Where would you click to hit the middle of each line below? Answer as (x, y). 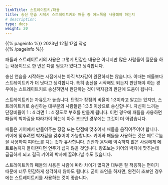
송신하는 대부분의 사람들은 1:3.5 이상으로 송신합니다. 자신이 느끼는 (95, 106)
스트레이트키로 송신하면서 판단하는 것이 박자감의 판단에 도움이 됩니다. (86, 89)
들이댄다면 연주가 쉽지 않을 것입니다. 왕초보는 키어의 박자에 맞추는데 (93, 148)
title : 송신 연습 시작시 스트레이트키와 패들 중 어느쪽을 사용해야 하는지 (70, 15)
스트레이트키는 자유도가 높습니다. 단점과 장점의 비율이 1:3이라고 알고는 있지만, (81, 100)
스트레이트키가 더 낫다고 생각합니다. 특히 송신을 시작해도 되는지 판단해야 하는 (80, 83)
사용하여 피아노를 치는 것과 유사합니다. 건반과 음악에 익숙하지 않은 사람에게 (83, 142)
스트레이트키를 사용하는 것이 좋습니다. (51, 178)
